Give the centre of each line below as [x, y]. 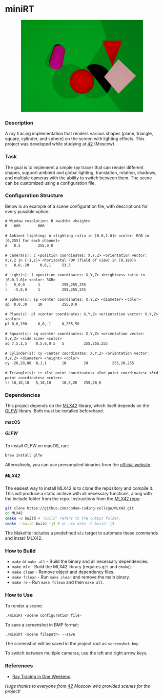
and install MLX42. [24, 538]
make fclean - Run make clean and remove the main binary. [71, 577]
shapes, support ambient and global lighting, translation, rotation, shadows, [81, 172]
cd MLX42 [14, 513]
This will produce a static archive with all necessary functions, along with [79, 493]
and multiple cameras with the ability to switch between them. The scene [79, 178]
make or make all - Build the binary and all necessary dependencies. [80, 561]
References [19, 666]
